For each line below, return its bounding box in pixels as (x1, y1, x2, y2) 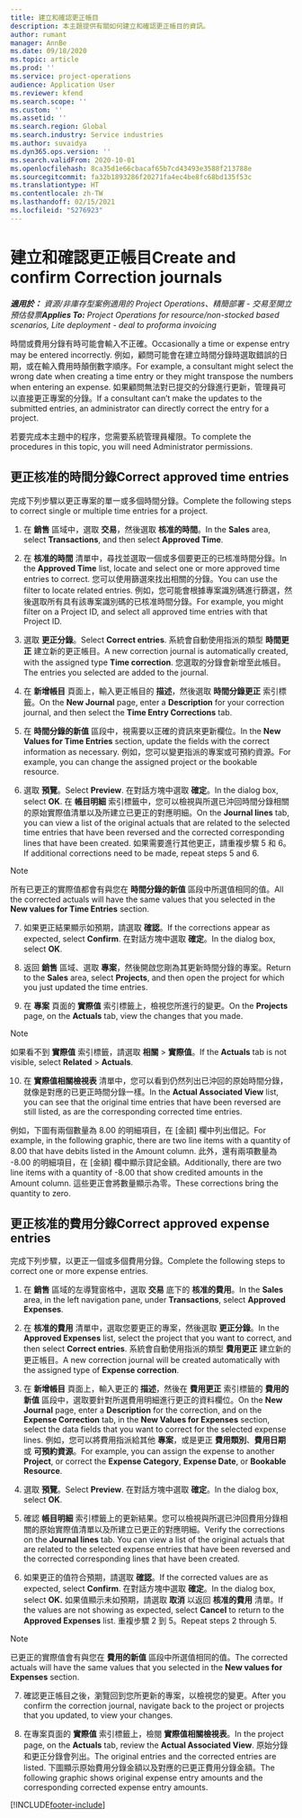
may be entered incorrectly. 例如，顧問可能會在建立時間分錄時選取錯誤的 (10, 349, 280, 360)
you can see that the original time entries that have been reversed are (22, 1096, 281, 1107)
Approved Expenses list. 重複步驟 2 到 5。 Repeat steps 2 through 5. (22, 1615, 277, 1626)
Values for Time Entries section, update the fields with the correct (22, 735, 271, 746)
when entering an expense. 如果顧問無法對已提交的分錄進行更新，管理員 (10, 381, 279, 392)
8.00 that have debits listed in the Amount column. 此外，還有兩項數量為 (10, 1145, 278, 1156)
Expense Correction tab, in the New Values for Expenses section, (22, 1414, 271, 1425)
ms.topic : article (10, 55, 79, 64)
